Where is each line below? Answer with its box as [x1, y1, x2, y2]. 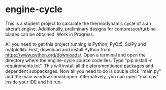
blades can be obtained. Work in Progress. [5, 31, 94, 37]
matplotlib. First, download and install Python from [5, 46, 111, 52]
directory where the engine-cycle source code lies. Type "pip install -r [5, 57, 152, 63]
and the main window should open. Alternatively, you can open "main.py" [5, 73, 159, 79]
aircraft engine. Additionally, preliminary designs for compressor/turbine [5, 25, 156, 32]
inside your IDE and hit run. [5, 79, 62, 85]
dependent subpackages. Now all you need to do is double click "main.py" [5, 68, 161, 74]
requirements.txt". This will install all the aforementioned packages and [5, 63, 154, 69]
